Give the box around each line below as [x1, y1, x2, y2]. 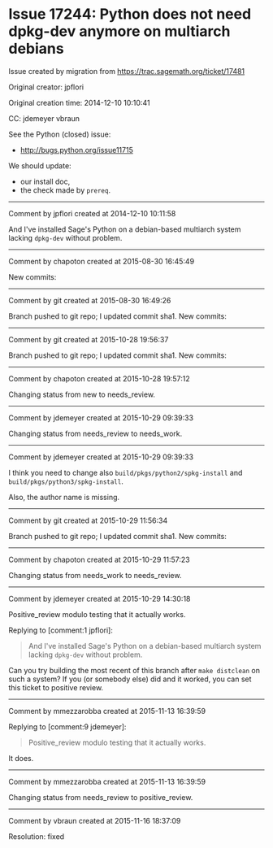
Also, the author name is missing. [8, 492, 120, 502]
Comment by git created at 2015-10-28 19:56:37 [8, 334, 169, 344]
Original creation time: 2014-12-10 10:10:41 [8, 98, 150, 107]
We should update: [8, 160, 71, 171]
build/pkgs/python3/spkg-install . [8, 476, 123, 486]
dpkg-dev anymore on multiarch [8, 22, 231, 41]
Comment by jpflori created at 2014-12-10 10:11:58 [8, 208, 176, 218]
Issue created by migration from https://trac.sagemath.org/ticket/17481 [8, 66, 245, 76]
